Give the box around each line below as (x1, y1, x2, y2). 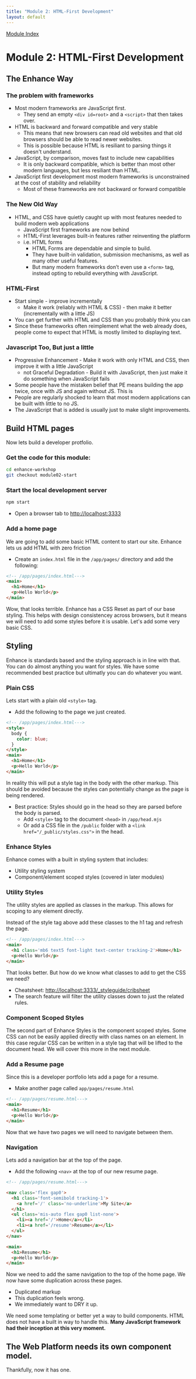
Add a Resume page (6, 1060, 64, 1069)
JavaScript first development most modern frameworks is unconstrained (14, 173, 190, 180)
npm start (6, 499, 30, 506)
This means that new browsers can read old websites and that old (23, 129, 183, 136)
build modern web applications (14, 220, 90, 227)
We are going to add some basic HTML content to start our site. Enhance (6, 538, 182, 545)
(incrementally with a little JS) (23, 310, 95, 317)
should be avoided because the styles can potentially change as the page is (6, 786, 189, 793)
